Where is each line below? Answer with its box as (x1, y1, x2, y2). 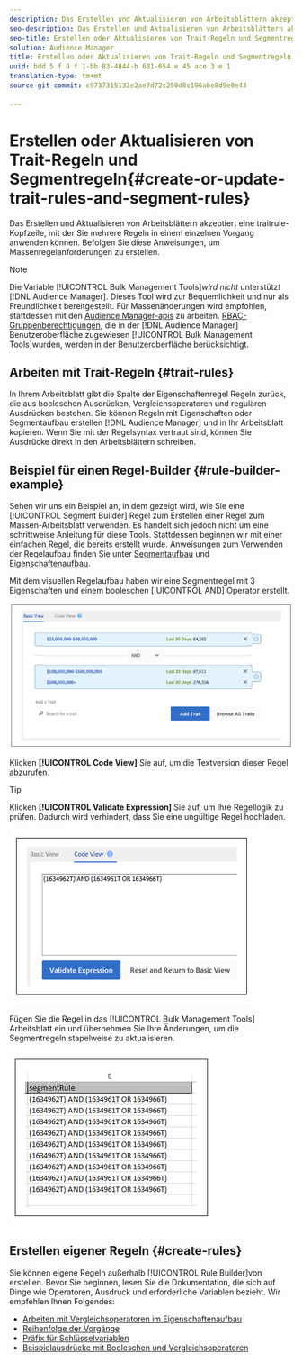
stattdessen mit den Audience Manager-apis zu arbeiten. (9, 310, 220, 321)
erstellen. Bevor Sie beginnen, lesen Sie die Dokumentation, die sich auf (9, 1276, 276, 1287)
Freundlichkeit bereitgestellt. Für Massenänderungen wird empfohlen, (9, 300, 268, 311)
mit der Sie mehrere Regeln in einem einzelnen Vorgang (48, 227, 254, 238)
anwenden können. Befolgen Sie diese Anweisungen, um (9, 237, 220, 248)
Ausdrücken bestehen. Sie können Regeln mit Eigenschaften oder (9, 408, 253, 419)
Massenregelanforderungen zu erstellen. (9, 246, 160, 257)
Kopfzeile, (9, 227, 47, 238)
